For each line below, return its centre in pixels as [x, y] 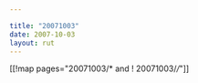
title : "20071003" [44, 26]
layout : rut [32, 43]
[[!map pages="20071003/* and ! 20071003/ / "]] [99, 68]
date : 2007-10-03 [42, 34]
